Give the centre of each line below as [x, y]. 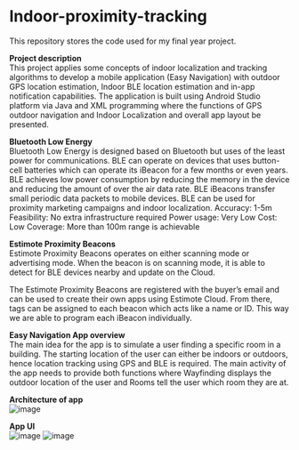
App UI [22, 426]
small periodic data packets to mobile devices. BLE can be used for [133, 198]
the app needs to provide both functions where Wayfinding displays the [140, 373]
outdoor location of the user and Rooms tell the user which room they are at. [149, 382]
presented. [29, 124]
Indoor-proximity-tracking [108, 16]
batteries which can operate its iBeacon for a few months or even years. [156, 170]
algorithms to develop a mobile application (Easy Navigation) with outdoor [145, 76]
